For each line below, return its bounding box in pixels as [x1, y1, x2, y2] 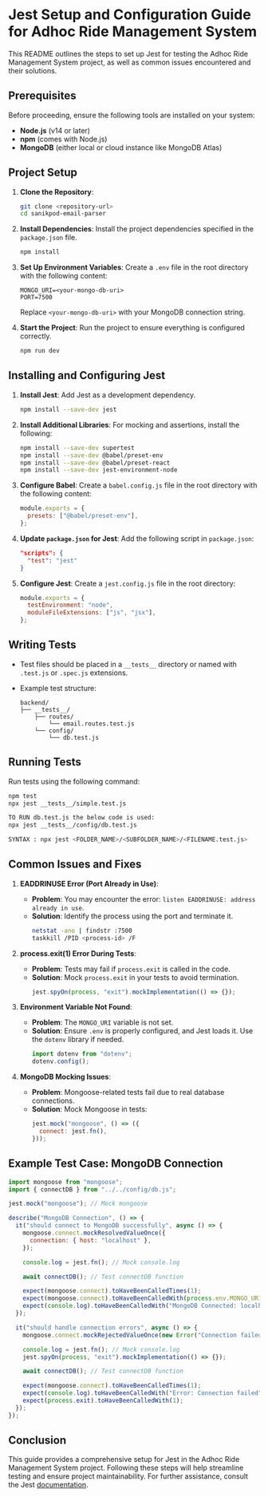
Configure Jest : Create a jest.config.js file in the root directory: [19, 579, 236, 588]
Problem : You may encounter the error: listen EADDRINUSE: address [31, 894, 256, 903]
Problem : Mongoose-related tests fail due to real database [31, 1088, 225, 1097]
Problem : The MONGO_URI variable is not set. [31, 1017, 174, 1027]
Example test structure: [19, 683, 97, 693]
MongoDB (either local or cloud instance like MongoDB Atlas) [19, 142, 223, 152]
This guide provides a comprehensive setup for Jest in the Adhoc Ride [8, 1455, 240, 1464]
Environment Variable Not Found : [19, 1002, 133, 1012]
